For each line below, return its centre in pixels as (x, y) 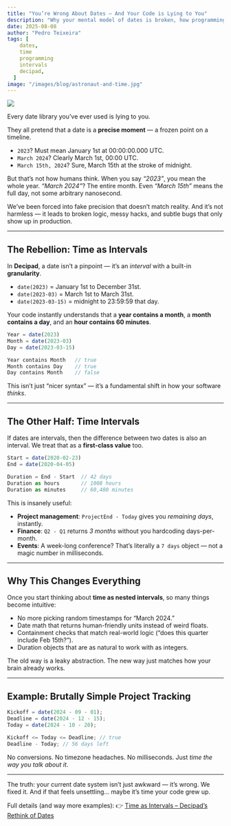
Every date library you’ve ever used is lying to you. (79, 117)
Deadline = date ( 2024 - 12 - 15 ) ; (57, 718)
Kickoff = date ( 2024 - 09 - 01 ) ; (55, 712)
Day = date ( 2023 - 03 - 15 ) (41, 347)
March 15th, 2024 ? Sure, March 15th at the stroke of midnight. (104, 165)
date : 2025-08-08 (32, 26)
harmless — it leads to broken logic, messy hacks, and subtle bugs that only (115, 214)
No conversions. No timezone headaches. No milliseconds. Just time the (110, 757)
